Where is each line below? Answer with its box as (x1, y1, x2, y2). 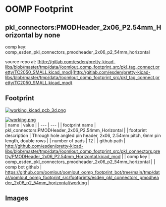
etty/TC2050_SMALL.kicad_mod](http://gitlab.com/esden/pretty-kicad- (5, 69, 151, 75)
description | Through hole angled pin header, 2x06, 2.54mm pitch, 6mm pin (5, 132, 161, 138)
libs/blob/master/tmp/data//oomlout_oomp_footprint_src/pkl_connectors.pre (5, 148, 160, 154)
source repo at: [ (5, 59, 39, 65)
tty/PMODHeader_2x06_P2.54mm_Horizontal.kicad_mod (5, 153, 121, 159)
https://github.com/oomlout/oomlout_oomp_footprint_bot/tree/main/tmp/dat (5, 169, 160, 175)
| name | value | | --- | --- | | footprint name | (5, 122, 96, 128)
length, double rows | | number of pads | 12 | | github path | (5, 137, 126, 144)
